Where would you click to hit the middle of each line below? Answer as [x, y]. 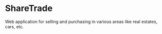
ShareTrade [29, 8]
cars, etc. [15, 26]
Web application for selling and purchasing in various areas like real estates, [81, 22]
